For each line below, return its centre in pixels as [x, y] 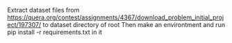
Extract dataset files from [43, 10]
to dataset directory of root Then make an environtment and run [134, 25]
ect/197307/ [24, 25]
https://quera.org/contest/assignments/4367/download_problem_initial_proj [116, 17]
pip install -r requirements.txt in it [55, 32]
